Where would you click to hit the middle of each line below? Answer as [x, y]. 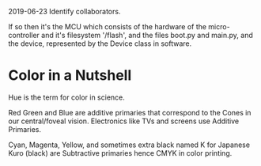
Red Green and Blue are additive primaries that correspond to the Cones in [130, 112]
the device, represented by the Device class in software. [100, 43]
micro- [219, 26]
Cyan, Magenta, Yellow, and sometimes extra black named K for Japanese [129, 145]
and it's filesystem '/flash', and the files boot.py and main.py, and [147, 35]
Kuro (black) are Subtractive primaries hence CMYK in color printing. [120, 153]
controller [24, 35]
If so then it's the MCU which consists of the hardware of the [108, 26]
